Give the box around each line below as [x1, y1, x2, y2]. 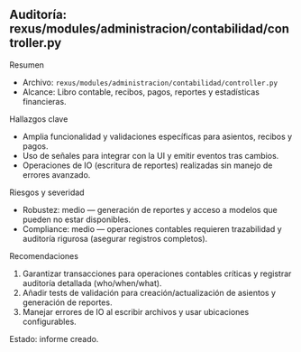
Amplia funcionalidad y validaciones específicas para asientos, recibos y [22, 131, 293, 142]
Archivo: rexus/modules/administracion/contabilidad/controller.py [22, 77, 278, 88]
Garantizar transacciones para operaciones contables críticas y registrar [22, 268, 292, 279]
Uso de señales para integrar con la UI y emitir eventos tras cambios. [22, 150, 279, 161]
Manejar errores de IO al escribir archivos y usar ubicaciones [22, 306, 250, 317]
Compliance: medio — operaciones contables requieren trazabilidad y [22, 223, 282, 234]
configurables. [22, 316, 77, 327]
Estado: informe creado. [9, 333, 99, 344]
